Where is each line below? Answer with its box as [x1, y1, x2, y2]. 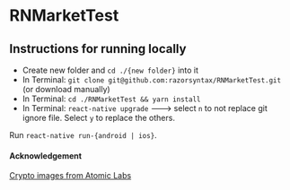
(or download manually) [22, 84, 110, 94]
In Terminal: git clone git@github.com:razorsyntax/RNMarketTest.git [22, 74, 281, 85]
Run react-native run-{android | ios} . [9, 130, 157, 140]
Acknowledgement [9, 150, 83, 161]
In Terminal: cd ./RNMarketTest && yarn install [22, 93, 201, 104]
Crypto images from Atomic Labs [9, 170, 132, 181]
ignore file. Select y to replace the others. [22, 113, 175, 123]
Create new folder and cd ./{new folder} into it [22, 65, 199, 75]
